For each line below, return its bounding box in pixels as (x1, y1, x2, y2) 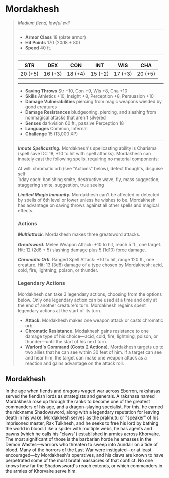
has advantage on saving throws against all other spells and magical (17, 202, 159, 208)
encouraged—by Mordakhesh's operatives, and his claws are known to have (5, 452, 164, 458)
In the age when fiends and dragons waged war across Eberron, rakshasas (5, 388, 161, 394)
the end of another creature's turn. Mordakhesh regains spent (17, 302, 146, 308)
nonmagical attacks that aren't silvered (25, 114, 106, 121)
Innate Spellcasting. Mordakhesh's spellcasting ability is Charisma (17, 145, 157, 151)
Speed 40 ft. (25, 45, 52, 51)
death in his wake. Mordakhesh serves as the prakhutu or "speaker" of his (5, 414, 159, 421)
